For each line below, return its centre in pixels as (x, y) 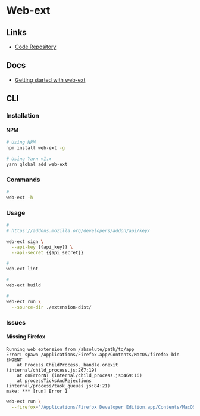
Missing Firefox (26, 337)
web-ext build (24, 285)
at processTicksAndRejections (54, 380)
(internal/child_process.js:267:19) (51, 370)
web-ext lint (22, 269)
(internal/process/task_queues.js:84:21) (58, 386)
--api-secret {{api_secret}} (48, 252)
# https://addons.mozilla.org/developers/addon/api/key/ (78, 231)
